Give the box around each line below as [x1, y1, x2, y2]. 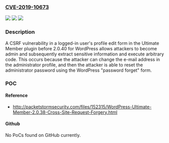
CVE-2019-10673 [5, 4, 49, 11]
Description [5, 28, 35, 36]
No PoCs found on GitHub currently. [5, 132, 81, 138]
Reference [5, 93, 28, 99]
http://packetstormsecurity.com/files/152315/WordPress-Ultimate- [12, 103, 152, 110]
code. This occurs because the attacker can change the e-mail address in [5, 56, 160, 62]
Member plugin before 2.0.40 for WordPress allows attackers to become [5, 45, 157, 51]
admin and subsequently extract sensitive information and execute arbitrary [5, 51, 164, 57]
